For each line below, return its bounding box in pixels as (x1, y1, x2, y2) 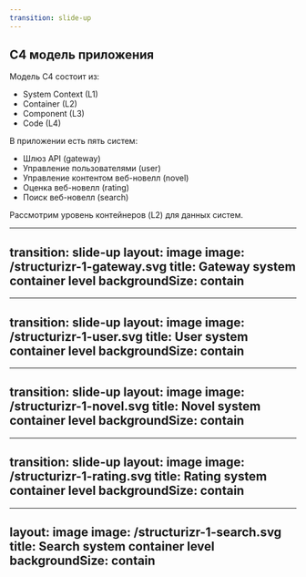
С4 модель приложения (9, 47, 155, 63)
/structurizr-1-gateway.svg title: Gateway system (9, 259, 296, 274)
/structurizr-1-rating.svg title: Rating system (9, 469, 267, 484)
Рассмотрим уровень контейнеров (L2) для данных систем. (9, 210, 244, 221)
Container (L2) (22, 98, 77, 109)
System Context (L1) (22, 88, 98, 100)
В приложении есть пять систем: (9, 136, 138, 147)
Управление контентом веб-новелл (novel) (22, 172, 189, 183)
